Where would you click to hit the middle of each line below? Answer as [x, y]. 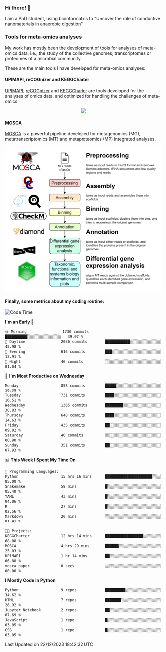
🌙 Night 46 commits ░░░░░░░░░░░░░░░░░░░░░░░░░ [83, 362]
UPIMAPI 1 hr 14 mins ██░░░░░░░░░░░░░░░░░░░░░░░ [83, 556]
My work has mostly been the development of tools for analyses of [74, 48]
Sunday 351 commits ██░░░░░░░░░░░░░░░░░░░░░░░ [83, 445]
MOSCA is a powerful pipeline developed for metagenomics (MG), [73, 134]
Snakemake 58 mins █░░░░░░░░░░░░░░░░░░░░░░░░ [83, 487]
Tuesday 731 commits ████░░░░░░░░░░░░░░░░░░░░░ [83, 395]
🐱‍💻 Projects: [19, 531]
